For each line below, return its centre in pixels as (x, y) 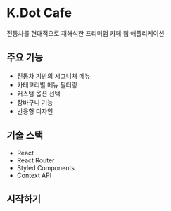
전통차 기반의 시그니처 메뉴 (53, 76)
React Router (36, 160)
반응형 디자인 (35, 111)
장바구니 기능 (35, 102)
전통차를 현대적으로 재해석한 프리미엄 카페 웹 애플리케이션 (85, 33)
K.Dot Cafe (39, 13)
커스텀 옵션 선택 (38, 94)
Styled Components (46, 167)
